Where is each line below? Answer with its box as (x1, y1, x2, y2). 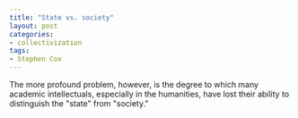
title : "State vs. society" (9, 13, 115, 22)
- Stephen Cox (9, 55, 63, 63)
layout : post (9, 21, 58, 30)
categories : (9, 29, 54, 38)
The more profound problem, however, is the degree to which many (9, 80, 259, 89)
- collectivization (9, 38, 83, 47)
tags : (9, 46, 30, 55)
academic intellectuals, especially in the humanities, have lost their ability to (9, 88, 290, 99)
